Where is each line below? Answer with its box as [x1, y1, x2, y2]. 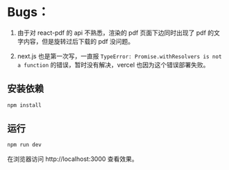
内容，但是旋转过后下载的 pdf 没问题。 [23, 37, 134, 45]
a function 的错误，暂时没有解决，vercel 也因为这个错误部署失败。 [17, 60, 210, 69]
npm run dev [7, 142, 42, 148]
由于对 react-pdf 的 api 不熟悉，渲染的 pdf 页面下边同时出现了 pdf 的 [17, 28, 214, 37]
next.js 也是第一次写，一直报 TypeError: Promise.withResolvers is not [17, 51, 222, 60]
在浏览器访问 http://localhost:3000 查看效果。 [7, 155, 138, 163]
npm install [7, 101, 42, 109]
